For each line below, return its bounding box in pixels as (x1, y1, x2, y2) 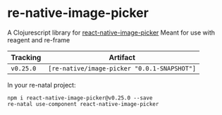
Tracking (11, 52, 42, 62)
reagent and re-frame (7, 35, 70, 44)
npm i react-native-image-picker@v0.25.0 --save (7, 94, 153, 102)
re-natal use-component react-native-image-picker (7, 100, 159, 107)
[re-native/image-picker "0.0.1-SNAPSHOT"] (48, 64, 197, 72)
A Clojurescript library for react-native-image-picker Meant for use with (7, 28, 216, 37)
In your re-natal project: (7, 80, 76, 89)
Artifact (109, 52, 136, 62)
